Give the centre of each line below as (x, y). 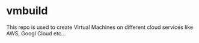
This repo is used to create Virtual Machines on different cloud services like (100, 27)
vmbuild (27, 11)
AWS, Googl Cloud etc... (36, 33)
